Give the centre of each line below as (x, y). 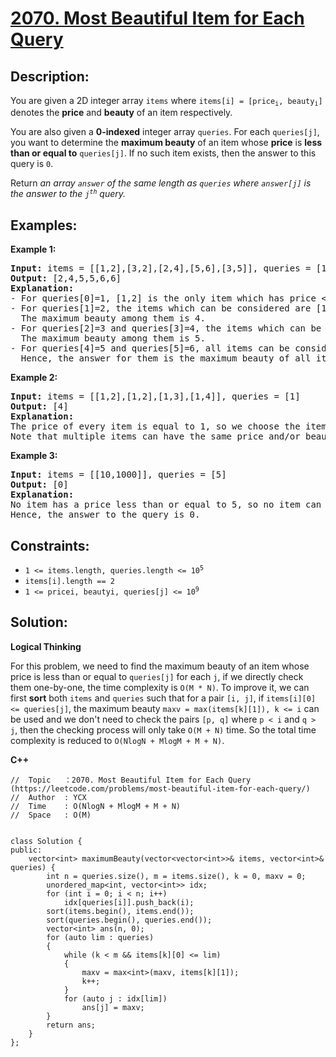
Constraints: (50, 545)
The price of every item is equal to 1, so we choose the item (168, 426)
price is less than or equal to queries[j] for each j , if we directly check (157, 676)
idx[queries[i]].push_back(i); (129, 902)
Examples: (44, 225)
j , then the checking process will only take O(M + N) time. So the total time (163, 729)
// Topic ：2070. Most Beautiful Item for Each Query (131, 780)
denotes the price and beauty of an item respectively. (121, 113)
